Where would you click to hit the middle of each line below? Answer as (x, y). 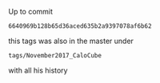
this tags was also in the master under (71, 41)
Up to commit (31, 12)
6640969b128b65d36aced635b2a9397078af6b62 (80, 26)
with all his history (38, 70)
